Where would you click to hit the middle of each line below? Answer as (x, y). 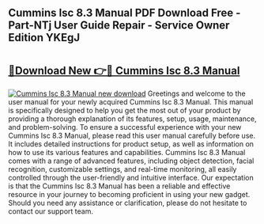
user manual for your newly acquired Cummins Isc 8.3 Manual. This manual (131, 102)
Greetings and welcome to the (197, 93)
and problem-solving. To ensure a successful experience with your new (125, 127)
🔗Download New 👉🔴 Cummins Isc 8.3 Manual (124, 70)
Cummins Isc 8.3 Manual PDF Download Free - (124, 13)
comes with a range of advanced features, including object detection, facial (131, 161)
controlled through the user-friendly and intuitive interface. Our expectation (131, 178)
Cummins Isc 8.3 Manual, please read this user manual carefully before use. (132, 135)
